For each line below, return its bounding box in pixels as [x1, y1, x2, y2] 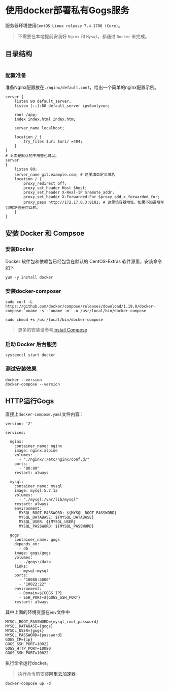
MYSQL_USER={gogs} [5, 628, 44, 633]
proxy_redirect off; [23, 181, 67, 186]
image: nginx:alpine [14, 448, 58, 453]
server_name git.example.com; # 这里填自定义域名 [14, 172, 115, 177]
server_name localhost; [14, 126, 65, 131]
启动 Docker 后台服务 [5, 341, 57, 348]
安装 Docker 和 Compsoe [5, 229, 85, 238]
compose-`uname [5, 309, 38, 314]
